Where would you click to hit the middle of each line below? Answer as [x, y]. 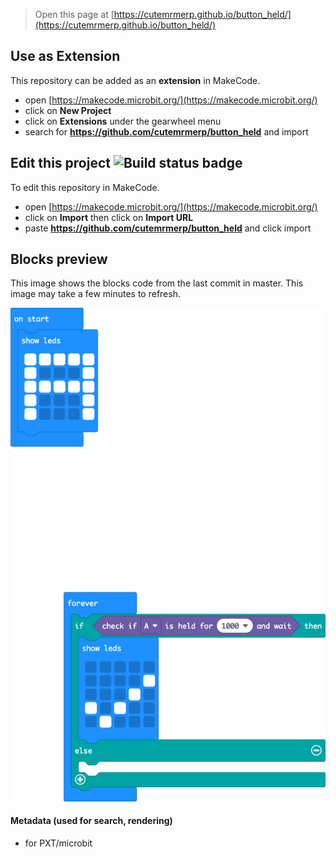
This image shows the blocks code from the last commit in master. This [157, 283]
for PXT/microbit [58, 843]
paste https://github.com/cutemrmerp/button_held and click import [168, 228]
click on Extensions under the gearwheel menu [123, 121]
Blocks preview [59, 259]
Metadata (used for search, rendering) [91, 821]
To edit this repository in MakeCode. [85, 187]
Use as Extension [65, 56]
